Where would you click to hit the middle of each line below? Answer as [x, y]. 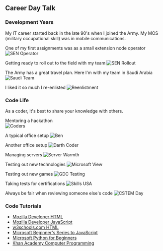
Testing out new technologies [35, 164]
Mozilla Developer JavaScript [42, 222]
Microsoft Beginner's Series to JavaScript [55, 233]
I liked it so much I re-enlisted [36, 87]
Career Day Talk [30, 8]
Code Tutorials [23, 206]
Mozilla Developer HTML [38, 217]
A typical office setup [27, 135]
